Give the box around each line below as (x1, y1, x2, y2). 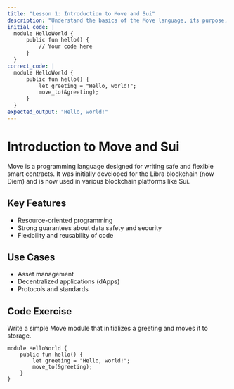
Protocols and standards (17, 285, 89, 293)
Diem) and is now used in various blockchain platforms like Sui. (7, 177, 190, 185)
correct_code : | (7, 63, 55, 70)
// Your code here (38, 43, 93, 50)
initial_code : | (7, 23, 55, 30)
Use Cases (7, 251, 56, 263)
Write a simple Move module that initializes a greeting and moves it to (7, 324, 209, 333)
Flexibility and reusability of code (17, 231, 114, 239)
